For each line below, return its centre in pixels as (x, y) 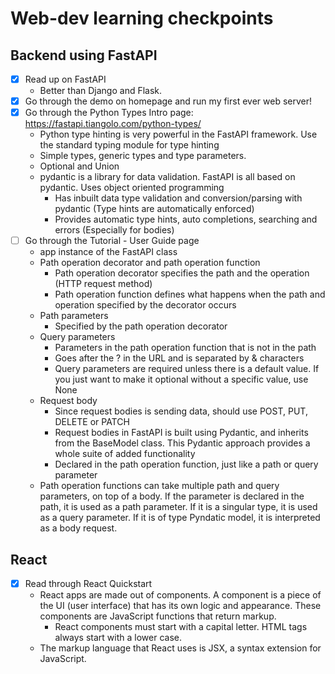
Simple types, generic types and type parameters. (143, 156)
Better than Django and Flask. (101, 91)
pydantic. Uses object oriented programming (132, 188)
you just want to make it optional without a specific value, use (181, 379)
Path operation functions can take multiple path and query (159, 486)
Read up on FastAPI (65, 79)
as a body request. (78, 528)
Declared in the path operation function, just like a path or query (186, 464)
